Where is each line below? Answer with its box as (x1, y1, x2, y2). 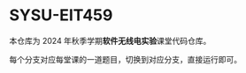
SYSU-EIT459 (9, 5, 113, 26)
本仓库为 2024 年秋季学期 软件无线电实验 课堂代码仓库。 (9, 35, 211, 46)
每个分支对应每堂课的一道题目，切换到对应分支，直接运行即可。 (9, 54, 242, 64)
